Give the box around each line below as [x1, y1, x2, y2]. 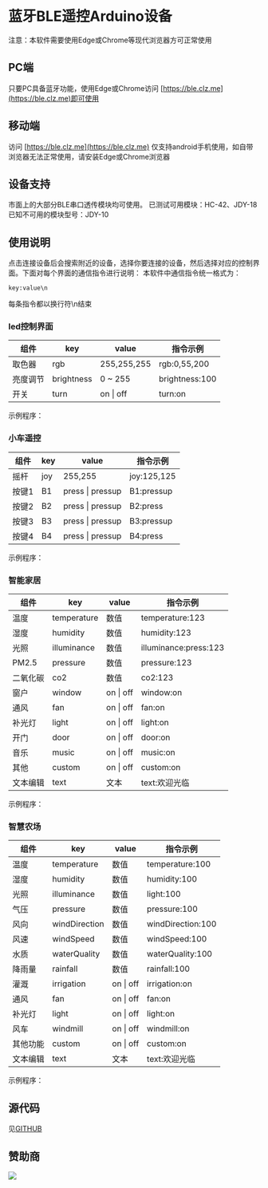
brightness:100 [159, 373, 217, 385]
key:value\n [8, 284, 48, 292]
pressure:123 [140, 657, 192, 669]
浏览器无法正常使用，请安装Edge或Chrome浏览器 [8, 152, 171, 161]
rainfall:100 [146, 963, 190, 974]
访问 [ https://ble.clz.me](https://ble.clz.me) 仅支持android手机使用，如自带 [8, 141, 254, 152]
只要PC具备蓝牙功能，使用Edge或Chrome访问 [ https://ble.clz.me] [8, 83, 223, 93]
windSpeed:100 [146, 933, 207, 945]
